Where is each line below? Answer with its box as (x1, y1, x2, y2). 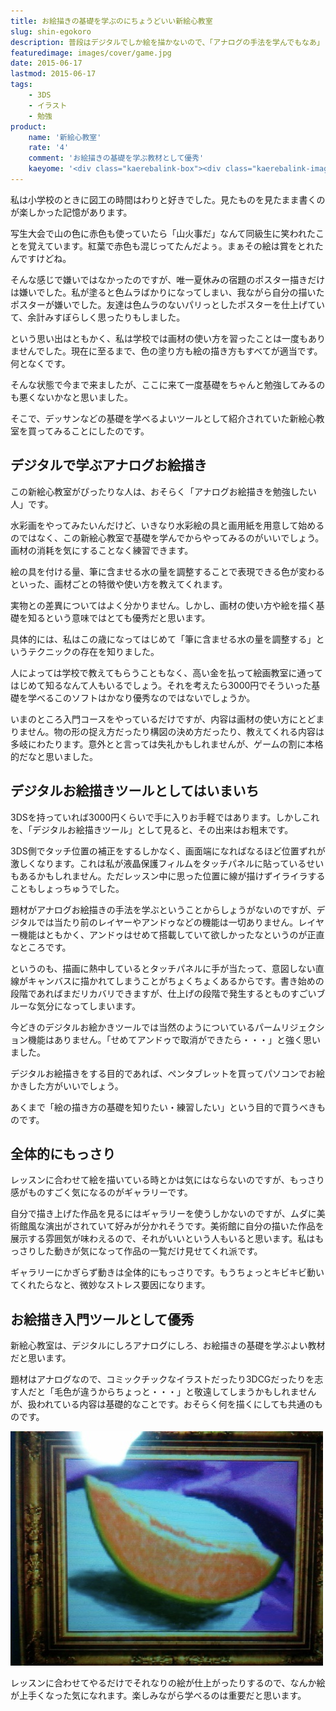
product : (10, 121, 47, 132)
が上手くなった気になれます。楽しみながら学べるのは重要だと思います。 (10, 1690, 307, 1702)
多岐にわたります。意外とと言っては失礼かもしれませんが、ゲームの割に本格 (10, 738, 324, 750)
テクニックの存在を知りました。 (27, 645, 160, 657)
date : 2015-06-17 (10, 58, 83, 69)
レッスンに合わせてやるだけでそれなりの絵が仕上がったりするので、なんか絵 (10, 1677, 326, 1689)
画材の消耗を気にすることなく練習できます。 (10, 544, 194, 556)
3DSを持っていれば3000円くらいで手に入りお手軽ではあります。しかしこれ (10, 811, 320, 823)
